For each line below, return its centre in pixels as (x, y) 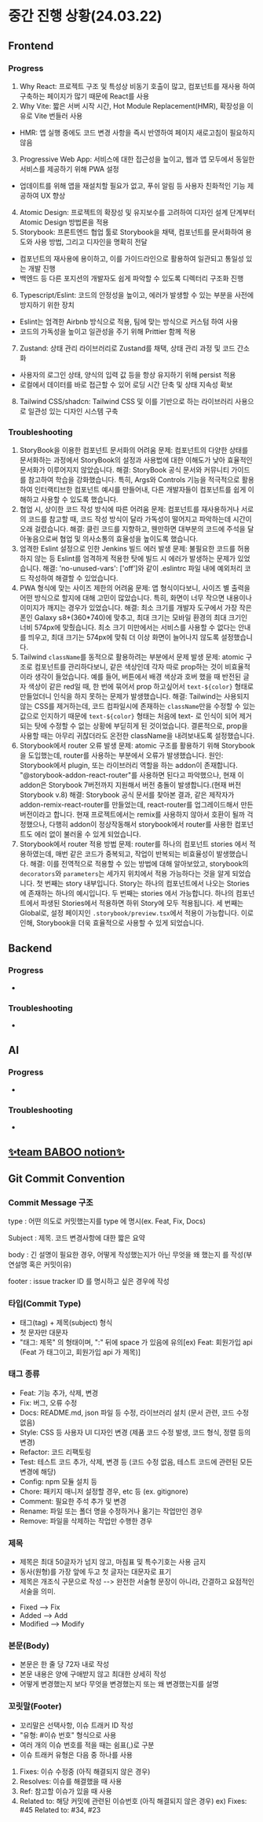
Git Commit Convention (67, 1178)
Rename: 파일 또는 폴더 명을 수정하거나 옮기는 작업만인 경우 (111, 1511)
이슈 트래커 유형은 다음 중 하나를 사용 (76, 1754)
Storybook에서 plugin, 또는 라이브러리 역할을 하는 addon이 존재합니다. (128, 766)
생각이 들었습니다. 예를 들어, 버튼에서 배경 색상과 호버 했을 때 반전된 (138, 677)
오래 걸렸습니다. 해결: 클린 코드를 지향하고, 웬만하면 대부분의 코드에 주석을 (132, 529)
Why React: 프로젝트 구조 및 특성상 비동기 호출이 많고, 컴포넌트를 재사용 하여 (137, 86)
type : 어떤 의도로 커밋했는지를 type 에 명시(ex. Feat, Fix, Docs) (107, 1221)
